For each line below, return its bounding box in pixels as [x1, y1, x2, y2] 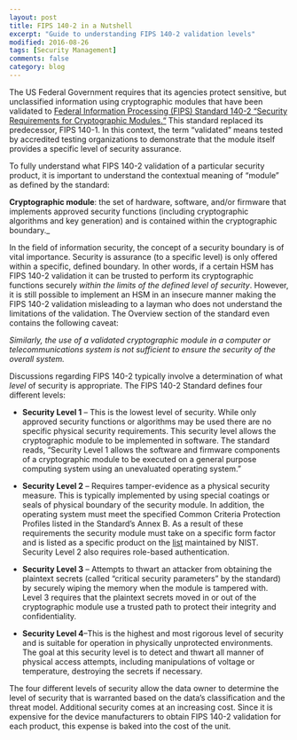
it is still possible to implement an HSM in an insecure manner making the [9, 289, 277, 300]
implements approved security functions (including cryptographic [9, 206, 249, 216]
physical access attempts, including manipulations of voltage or [21, 656, 255, 666]
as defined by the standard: [9, 179, 110, 190]
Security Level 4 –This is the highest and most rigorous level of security [21, 627, 284, 639]
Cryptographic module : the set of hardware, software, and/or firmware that [9, 196, 286, 207]
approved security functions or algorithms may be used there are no [21, 416, 272, 427]
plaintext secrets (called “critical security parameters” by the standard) [21, 573, 281, 584]
